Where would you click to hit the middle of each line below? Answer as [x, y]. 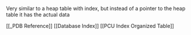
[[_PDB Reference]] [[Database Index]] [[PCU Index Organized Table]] [90, 26]
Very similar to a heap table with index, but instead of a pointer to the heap [96, 8]
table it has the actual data [38, 15]
